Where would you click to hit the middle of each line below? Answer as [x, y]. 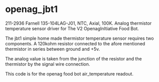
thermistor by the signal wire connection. [48, 64]
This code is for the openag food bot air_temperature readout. [69, 73]
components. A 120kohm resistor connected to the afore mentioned [75, 43]
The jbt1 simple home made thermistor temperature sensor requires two [80, 38]
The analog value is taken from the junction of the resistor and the [73, 58]
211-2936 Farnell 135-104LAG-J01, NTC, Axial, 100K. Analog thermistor [78, 23]
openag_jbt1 [31, 9]
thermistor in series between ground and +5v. [53, 49]
